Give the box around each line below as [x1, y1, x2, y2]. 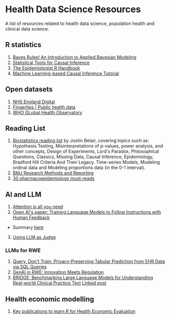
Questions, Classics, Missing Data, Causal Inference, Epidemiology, [12, 154, 154, 160]
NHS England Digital [12, 98, 55, 105]
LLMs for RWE [5, 247, 41, 254]
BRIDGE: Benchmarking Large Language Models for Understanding [12, 275, 153, 281]
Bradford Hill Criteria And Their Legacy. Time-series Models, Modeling [12, 159, 160, 165]
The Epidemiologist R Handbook [12, 65, 80, 71]
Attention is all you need [12, 204, 63, 210]
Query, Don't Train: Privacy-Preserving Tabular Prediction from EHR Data [12, 258, 165, 265]
